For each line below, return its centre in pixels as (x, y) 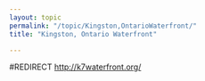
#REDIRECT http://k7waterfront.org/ (75, 67)
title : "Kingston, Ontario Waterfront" (83, 34)
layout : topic (36, 17)
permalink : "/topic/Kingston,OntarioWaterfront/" (103, 26)
